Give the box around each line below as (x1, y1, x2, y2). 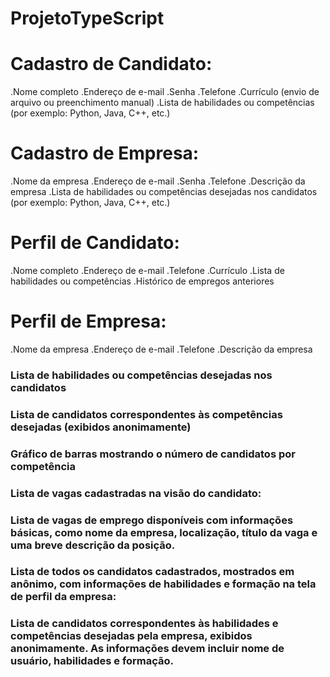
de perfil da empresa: (10, 590, 117, 604)
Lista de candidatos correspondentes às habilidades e (10, 617, 279, 631)
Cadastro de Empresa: (10, 142, 200, 165)
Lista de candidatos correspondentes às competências (10, 407, 283, 421)
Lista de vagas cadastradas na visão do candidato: (10, 486, 262, 500)
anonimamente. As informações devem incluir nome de (10, 642, 285, 656)
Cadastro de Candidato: (10, 53, 213, 76)
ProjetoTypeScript (10, 7, 165, 30)
